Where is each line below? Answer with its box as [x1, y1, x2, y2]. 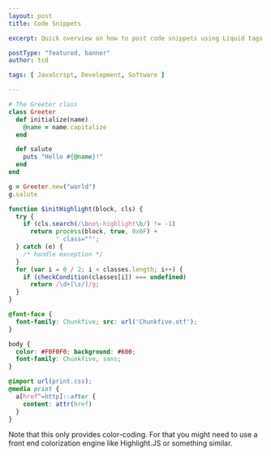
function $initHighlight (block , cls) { [8, 205, 144, 213]
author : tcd [8, 56, 49, 65]
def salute [15, 145, 53, 154]
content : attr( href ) [23, 400, 92, 408]
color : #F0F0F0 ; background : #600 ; [15, 347, 136, 356]
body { [8, 340, 31, 348]
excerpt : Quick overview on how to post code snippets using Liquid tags [8, 34, 264, 42]
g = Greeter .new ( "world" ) [8, 182, 96, 191]
